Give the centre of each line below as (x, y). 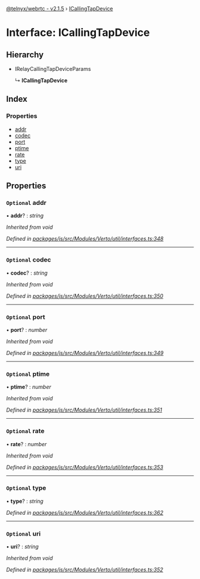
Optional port (26, 317)
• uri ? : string (22, 547)
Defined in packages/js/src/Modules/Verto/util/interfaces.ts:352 (85, 570)
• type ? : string (25, 501)
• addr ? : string (25, 216)
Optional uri (24, 534)
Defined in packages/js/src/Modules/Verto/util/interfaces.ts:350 (85, 296)
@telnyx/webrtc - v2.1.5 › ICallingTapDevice (60, 9)
